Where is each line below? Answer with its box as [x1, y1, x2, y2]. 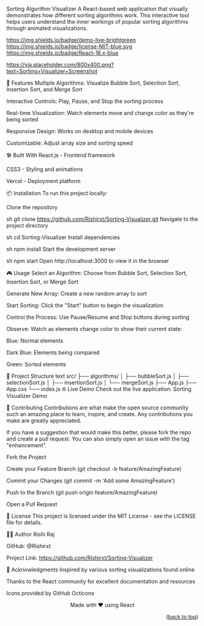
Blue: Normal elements [6, 337, 64, 344]
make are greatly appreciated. [6, 417, 82, 424]
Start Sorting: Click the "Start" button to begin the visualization [6, 302, 164, 309]
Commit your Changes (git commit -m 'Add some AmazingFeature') [6, 477, 175, 484]
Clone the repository [6, 204, 58, 210]
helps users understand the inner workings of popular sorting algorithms [6, 18, 189, 25]
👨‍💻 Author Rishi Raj [6, 530, 55, 538]
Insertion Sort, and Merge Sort [6, 86, 83, 93]
